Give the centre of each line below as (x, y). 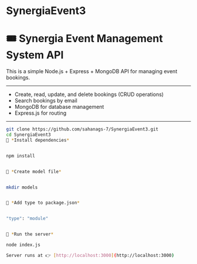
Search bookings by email (46, 101)
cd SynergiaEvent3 (28, 135)
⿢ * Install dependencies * (38, 140)
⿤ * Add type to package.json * (43, 203)
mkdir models (22, 187)
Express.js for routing (40, 113)
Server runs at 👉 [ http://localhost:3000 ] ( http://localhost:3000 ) (90, 255)
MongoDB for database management (59, 107)
